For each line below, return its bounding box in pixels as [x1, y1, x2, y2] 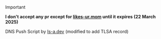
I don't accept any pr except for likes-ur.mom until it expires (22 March [5, 14, 156, 19]
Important [5, 4, 26, 10]
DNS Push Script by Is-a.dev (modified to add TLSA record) [5, 29, 129, 34]
